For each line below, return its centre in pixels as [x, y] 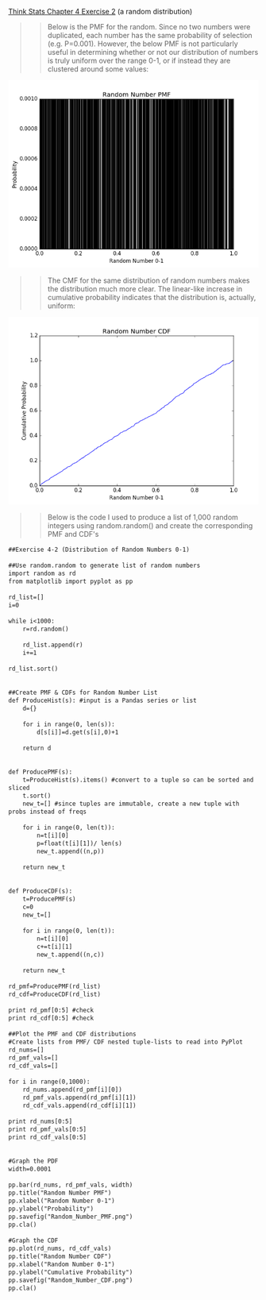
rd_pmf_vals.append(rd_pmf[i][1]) [79, 1097]
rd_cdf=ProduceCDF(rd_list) [55, 994]
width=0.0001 [30, 1169]
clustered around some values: [98, 69]
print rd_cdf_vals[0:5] [48, 1137]
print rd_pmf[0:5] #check [51, 1010]
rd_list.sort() [33, 669]
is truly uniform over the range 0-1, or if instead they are [139, 60]
